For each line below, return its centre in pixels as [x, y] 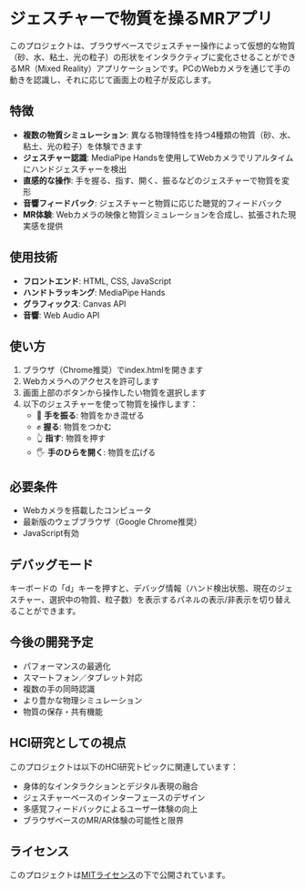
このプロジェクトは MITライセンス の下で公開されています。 [120, 875]
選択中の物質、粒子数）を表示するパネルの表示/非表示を [154, 600]
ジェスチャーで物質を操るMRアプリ [141, 19]
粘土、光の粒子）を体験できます [82, 146]
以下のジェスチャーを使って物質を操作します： [110, 404]
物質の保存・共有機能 [62, 712]
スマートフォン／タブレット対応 [82, 677]
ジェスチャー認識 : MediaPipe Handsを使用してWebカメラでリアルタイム [158, 157]
